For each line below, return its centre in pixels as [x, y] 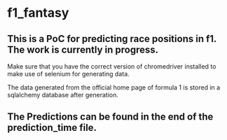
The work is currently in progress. [83, 49]
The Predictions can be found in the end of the [110, 117]
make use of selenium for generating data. [68, 74]
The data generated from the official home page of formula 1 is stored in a [114, 87]
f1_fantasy [38, 13]
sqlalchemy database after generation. [63, 95]
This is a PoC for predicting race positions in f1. [112, 39]
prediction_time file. [52, 128]
